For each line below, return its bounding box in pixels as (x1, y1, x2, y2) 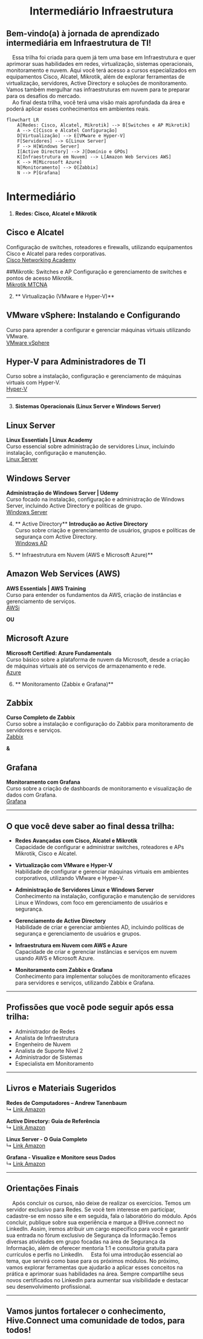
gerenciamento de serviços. (6, 598, 76, 605)
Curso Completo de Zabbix (6, 714, 76, 721)
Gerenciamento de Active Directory (14, 917, 106, 925)
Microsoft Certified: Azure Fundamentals (6, 649, 112, 657)
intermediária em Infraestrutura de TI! (6, 37, 152, 48)
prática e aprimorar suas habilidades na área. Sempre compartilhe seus (6, 1270, 184, 1277)
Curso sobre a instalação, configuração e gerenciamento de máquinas (6, 373, 182, 380)
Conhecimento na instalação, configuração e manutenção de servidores (14, 893, 195, 900)
